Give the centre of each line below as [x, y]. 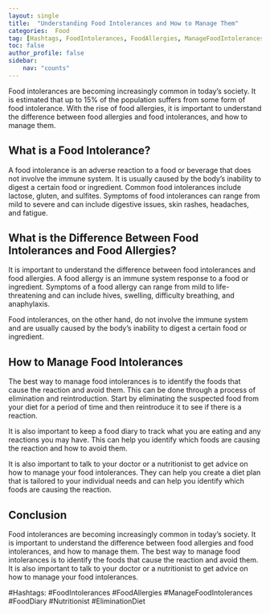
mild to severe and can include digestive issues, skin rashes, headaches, [129, 204]
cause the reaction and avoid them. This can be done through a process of [132, 390]
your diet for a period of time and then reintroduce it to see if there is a [125, 407]
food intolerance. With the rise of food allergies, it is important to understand [135, 108]
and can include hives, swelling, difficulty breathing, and [141, 295]
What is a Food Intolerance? [80, 151]
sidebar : [23, 61]
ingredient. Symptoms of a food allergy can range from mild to [111, 287]
